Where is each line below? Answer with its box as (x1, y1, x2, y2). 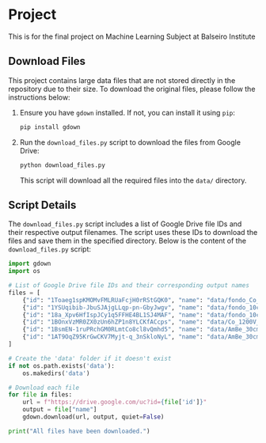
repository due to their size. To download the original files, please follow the (8, 84, 256, 93)
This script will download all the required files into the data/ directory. (19, 176, 247, 185)
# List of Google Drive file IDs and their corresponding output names (8, 282, 249, 290)
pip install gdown (19, 123, 81, 131)
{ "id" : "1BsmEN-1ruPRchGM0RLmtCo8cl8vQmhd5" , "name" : (22, 326, 203, 334)
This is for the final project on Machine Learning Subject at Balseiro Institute (8, 32, 256, 41)
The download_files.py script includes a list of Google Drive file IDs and (8, 219, 242, 229)
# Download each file (8, 384, 80, 392)
